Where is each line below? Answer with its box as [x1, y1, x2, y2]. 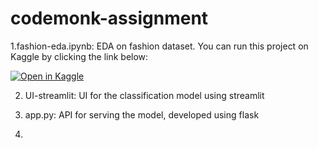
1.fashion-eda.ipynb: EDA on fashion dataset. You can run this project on [10, 40, 309, 52]
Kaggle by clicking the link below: [10, 50, 149, 62]
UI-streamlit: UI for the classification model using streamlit [24, 89, 265, 101]
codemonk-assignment [10, 7, 209, 30]
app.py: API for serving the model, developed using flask [24, 108, 260, 121]
